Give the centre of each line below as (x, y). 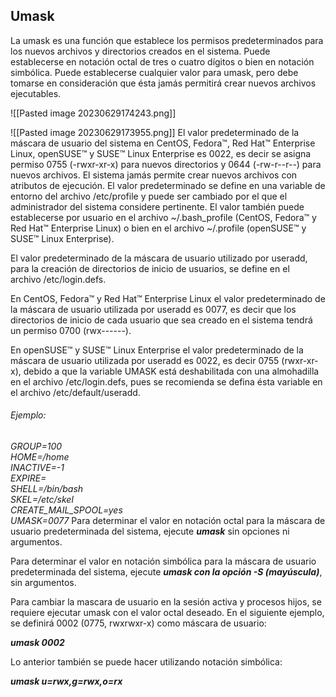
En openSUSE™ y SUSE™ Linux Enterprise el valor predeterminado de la (157, 350)
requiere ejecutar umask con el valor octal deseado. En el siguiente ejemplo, (167, 613)
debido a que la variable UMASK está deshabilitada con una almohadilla (171, 371)
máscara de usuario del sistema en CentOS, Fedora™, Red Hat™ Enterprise (163, 143)
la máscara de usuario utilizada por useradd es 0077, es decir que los (153, 309)
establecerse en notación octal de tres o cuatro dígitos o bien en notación (162, 61)
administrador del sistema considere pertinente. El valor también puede (157, 206)
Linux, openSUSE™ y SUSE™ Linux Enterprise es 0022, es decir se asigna (161, 153)
